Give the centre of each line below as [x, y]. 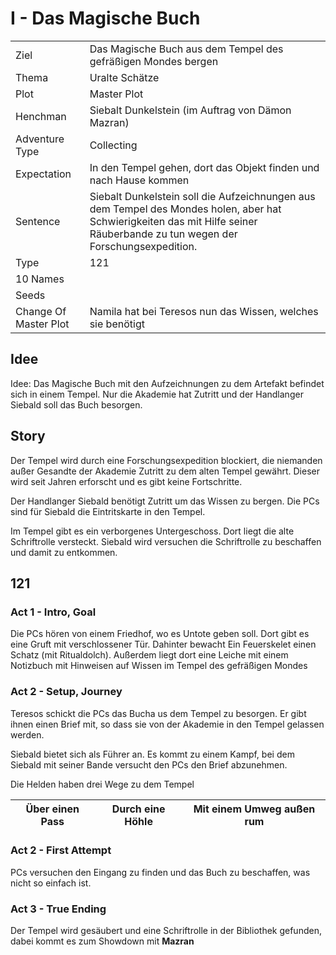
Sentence [38, 221]
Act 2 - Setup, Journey [66, 692]
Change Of [41, 311]
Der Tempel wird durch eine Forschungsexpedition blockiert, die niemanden [166, 460]
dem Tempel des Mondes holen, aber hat [185, 209]
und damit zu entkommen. [64, 552]
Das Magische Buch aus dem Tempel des [186, 49]
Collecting [113, 145]
